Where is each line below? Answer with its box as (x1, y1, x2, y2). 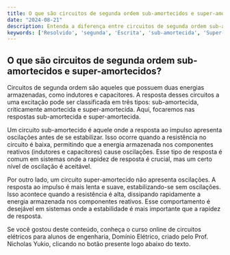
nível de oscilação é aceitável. (7, 162, 92, 171)
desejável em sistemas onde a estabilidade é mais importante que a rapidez (7, 205, 221, 213)
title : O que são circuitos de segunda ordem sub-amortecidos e (7, 10, 194, 17)
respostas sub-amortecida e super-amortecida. (7, 112, 141, 121)
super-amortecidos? (71, 65, 162, 77)
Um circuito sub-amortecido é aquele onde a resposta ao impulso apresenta (7, 126, 222, 134)
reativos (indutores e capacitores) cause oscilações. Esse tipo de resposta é (7, 148, 222, 156)
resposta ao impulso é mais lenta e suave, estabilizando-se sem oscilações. (7, 183, 221, 191)
